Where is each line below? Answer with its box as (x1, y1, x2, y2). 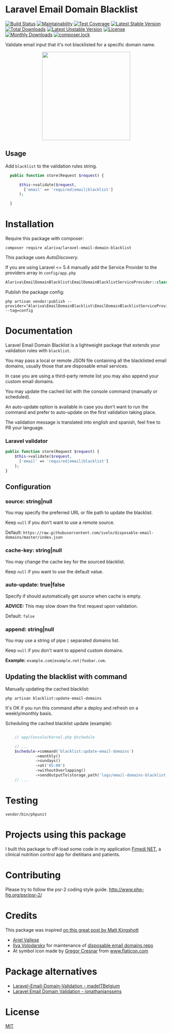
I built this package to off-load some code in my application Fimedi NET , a (5, 846, 161, 852)
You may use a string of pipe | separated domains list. (5, 638, 120, 644)
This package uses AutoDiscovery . (5, 255, 79, 261)
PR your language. (5, 424, 45, 430)
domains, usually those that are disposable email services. (5, 362, 129, 369)
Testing (5, 795, 38, 806)
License (5, 1006, 40, 1018)
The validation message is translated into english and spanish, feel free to (5, 419, 161, 425)
